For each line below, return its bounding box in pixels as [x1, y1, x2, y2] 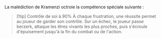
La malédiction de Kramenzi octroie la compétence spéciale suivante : [4, 4, 144, 10]
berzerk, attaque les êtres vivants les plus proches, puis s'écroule [16, 24, 148, 29]
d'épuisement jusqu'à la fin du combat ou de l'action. [16, 29, 123, 34]
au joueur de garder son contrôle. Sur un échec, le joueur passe [16, 19, 144, 24]
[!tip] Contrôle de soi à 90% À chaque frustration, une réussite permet [16, 13, 156, 19]
